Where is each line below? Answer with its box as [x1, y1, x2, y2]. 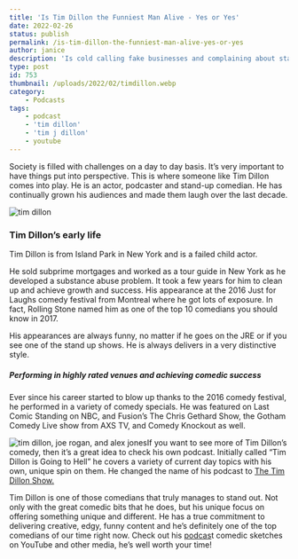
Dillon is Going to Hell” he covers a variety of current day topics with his [9, 456, 272, 467]
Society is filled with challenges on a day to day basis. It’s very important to [9, 161, 285, 171]
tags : [9, 104, 29, 113]
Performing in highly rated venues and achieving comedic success [9, 369, 262, 380]
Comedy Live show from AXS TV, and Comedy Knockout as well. [9, 421, 246, 431]
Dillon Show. [9, 476, 55, 486]
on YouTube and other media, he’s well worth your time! [9, 539, 213, 550]
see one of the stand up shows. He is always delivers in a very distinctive [9, 340, 277, 350]
